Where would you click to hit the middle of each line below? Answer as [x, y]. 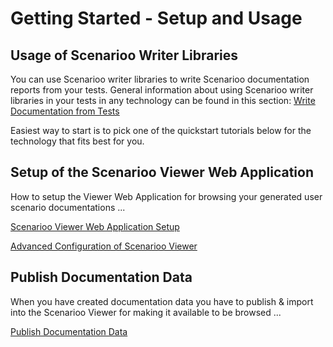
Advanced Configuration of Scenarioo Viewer [104, 246]
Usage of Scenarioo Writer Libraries [124, 55]
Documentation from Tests [65, 111]
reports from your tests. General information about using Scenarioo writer [162, 90]
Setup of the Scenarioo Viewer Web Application [162, 172]
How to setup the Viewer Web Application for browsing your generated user [166, 196]
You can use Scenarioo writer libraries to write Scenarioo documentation [160, 79]
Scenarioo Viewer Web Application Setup [95, 226]
